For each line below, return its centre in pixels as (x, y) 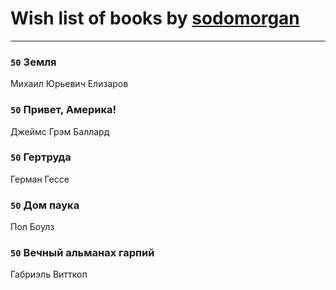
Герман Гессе (40, 179)
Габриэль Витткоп (49, 274)
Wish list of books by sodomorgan (155, 18)
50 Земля (33, 62)
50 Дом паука (45, 205)
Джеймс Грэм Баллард (60, 131)
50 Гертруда (41, 157)
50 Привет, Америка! (63, 110)
